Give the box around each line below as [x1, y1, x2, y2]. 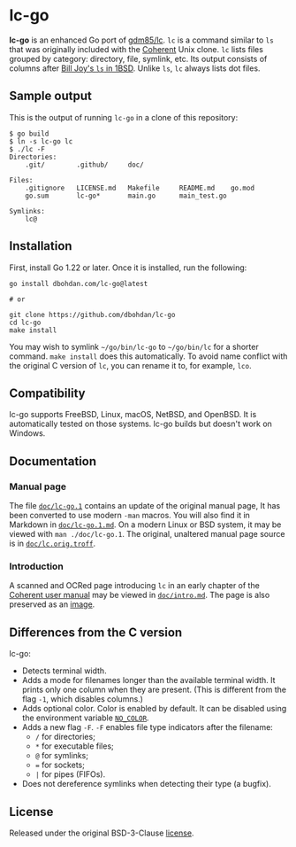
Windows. [9, 428, 46, 439]
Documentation [9, 454, 97, 469]
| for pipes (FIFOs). [34, 769, 106, 780]
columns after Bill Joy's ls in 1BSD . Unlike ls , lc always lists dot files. [9, 63, 261, 74]
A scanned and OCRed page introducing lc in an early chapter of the [9, 580, 261, 591]
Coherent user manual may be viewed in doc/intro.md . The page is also [9, 590, 270, 601]
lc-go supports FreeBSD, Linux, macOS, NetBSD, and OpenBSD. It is [9, 409, 257, 420]
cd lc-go [9, 318, 42, 327]
